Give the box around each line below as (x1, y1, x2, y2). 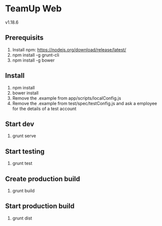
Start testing (5, 147, 45, 155)
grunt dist (12, 215, 32, 221)
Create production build (5, 175, 80, 183)
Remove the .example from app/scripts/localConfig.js (12, 95, 121, 101)
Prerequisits (5, 34, 44, 42)
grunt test (12, 160, 33, 166)
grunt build (12, 188, 35, 193)
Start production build (5, 202, 75, 210)
